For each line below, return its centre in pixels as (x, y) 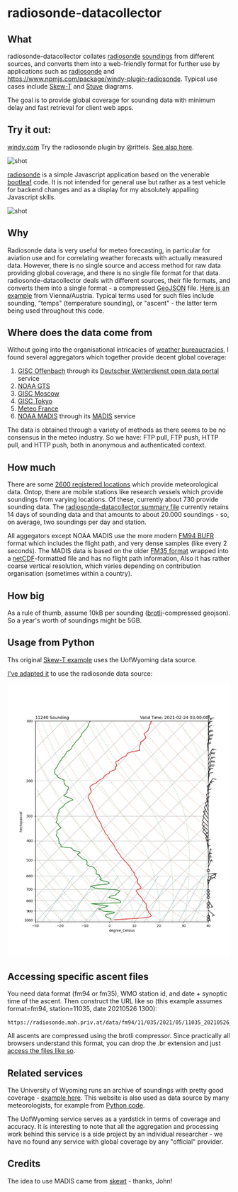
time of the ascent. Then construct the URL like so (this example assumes (115, 1001)
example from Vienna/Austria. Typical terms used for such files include (111, 295)
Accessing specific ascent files (78, 976)
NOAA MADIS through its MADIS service (76, 416)
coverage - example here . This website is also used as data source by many (118, 1098)
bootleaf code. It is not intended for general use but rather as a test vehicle (117, 182)
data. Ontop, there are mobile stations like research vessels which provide (115, 492)
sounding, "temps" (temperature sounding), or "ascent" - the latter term (112, 303)
